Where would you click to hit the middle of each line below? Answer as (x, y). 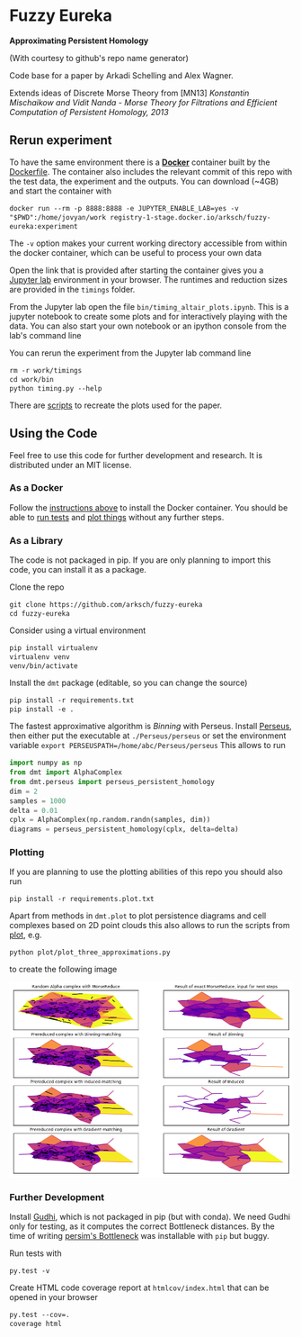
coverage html (36, 1324)
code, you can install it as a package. (78, 570)
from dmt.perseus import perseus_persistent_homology (112, 781)
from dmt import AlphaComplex (66, 772)
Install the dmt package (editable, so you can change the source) (128, 683)
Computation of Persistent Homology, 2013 (89, 112)
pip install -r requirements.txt (72, 700)
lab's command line (45, 335)
